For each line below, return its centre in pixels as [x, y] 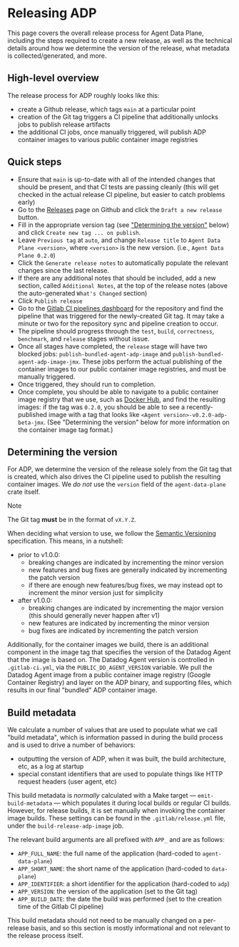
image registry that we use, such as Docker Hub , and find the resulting [122, 399]
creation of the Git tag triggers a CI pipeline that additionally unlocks [118, 116]
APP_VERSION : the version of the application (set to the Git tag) [108, 891]
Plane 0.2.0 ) [36, 255]
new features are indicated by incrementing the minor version [119, 623]
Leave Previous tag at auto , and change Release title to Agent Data [119, 240]
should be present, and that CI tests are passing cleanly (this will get [118, 186]
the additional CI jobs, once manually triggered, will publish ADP [112, 132]
